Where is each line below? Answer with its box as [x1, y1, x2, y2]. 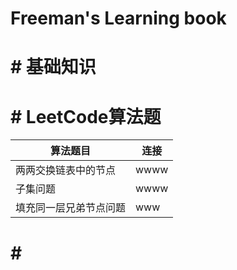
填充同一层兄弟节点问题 [15, 201, 127, 215]
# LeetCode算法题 [10, 105, 162, 128]
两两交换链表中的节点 [15, 163, 117, 177]
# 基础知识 [10, 56, 97, 79]
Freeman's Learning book [10, 7, 227, 30]
